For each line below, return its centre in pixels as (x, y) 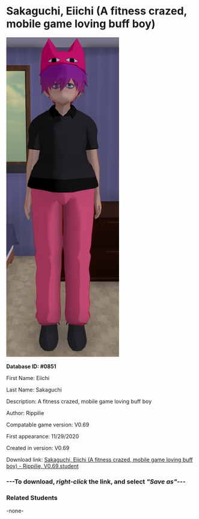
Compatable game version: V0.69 (48, 425)
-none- (15, 511)
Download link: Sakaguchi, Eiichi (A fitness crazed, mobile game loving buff (100, 459)
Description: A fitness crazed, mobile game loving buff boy (79, 401)
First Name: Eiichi (28, 378)
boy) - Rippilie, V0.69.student (43, 466)
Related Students (32, 497)
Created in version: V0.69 (38, 448)
